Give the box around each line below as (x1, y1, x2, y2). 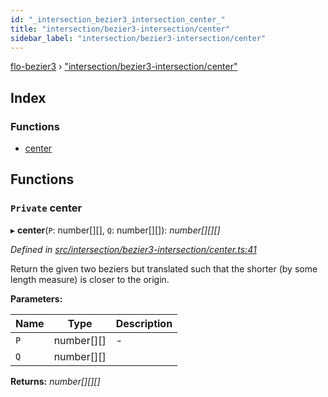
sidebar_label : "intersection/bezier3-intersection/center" (10, 33, 267, 43)
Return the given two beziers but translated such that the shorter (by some (10, 262, 318, 275)
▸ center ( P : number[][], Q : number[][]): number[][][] (10, 224, 221, 236)
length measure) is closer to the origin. (10, 273, 170, 285)
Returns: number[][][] (10, 375, 101, 387)
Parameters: (10, 292, 63, 305)
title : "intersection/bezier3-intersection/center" (10, 24, 230, 34)
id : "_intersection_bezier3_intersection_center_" (10, 14, 226, 25)
